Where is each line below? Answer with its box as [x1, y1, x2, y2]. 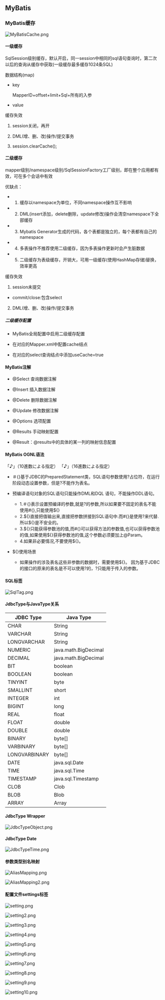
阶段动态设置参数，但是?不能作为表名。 [12, 480, 93, 486]
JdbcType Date [5, 836, 37, 842]
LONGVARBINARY [7, 751, 49, 758]
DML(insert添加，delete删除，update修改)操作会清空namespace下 [19, 211, 155, 217]
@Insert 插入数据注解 [12, 386, 56, 393]
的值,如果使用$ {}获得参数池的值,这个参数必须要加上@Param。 [19, 532, 145, 538]
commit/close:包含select [12, 295, 63, 301]
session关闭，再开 [12, 122, 50, 128]
